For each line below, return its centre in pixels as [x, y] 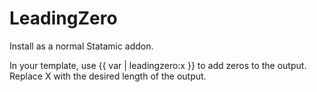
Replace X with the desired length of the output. [108, 76]
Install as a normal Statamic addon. [81, 46]
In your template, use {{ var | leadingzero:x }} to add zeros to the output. [158, 65]
